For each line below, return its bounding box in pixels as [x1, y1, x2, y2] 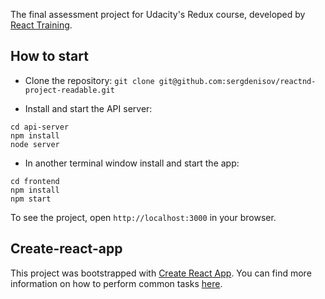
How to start [10, 48, 89, 65]
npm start [10, 194, 52, 204]
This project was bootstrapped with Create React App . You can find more [10, 267, 312, 279]
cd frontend [10, 176, 60, 186]
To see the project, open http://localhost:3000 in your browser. [10, 211, 277, 223]
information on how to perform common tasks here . [10, 277, 223, 289]
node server [10, 139, 60, 149]
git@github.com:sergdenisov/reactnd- [158, 76, 317, 86]
